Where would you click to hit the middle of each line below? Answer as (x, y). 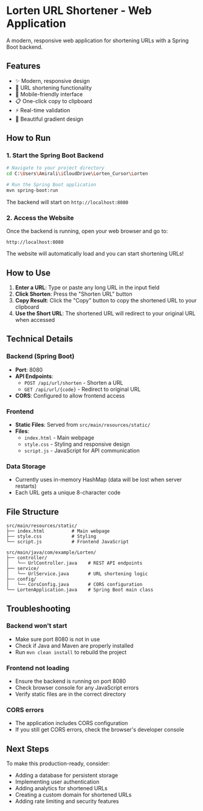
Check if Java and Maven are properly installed (74, 645)
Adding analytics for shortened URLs (61, 788)
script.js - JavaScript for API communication (82, 451)
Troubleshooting (39, 608)
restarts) (26, 486)
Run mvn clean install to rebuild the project (71, 652)
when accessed (35, 320)
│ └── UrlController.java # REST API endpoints (74, 563)
